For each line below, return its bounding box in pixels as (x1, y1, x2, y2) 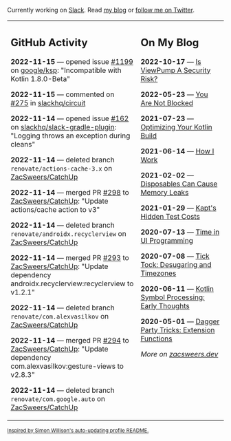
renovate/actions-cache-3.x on (10, 163, 113, 173)
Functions (140, 334, 173, 343)
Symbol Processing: (140, 292, 205, 302)
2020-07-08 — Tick (140, 251, 210, 261)
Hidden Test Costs (140, 211, 201, 221)
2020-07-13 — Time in (140, 227, 220, 237)
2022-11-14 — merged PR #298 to (10, 187, 129, 197)
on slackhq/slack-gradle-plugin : (10, 122, 117, 131)
